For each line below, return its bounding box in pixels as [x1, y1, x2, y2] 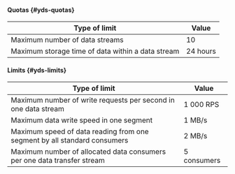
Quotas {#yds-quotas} [7, 6, 75, 14]
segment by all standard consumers [10, 136, 129, 145]
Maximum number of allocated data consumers [10, 147, 166, 157]
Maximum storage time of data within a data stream [10, 46, 180, 56]
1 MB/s [183, 115, 208, 125]
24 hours [186, 46, 217, 56]
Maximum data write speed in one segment [10, 115, 152, 125]
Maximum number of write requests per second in [10, 95, 175, 105]
